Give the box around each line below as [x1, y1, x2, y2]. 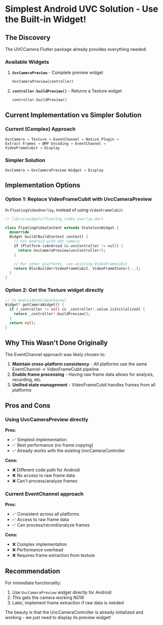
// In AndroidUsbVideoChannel [5, 298, 67, 303]
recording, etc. [12, 377, 42, 383]
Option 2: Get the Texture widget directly [5, 287, 104, 293]
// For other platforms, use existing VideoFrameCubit [14, 261, 128, 266]
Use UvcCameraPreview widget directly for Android [12, 589, 112, 596]
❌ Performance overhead [12, 547, 63, 553]
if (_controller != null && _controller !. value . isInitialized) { [9, 307, 145, 312]
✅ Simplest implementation [12, 437, 67, 443]
